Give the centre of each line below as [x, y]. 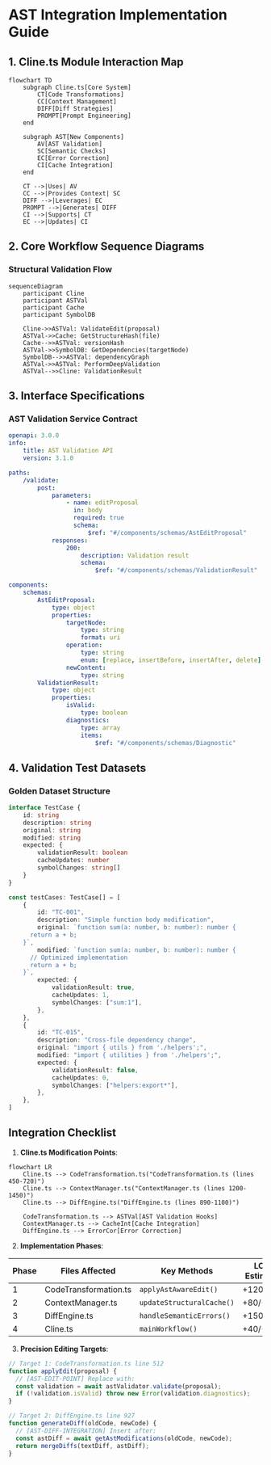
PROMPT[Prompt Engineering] [84, 116]
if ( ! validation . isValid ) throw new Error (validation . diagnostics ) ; [133, 1394]
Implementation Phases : [62, 1245]
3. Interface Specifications [77, 396]
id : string [41, 815]
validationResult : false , [95, 1070]
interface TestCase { [45, 808]
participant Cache [54, 307]
